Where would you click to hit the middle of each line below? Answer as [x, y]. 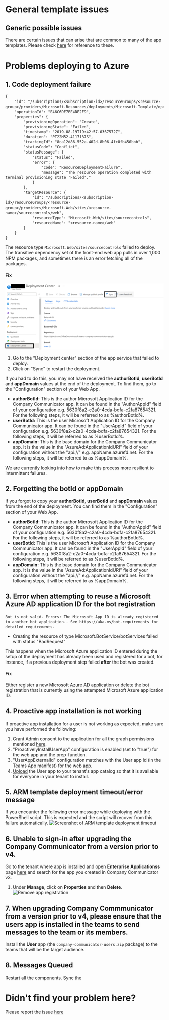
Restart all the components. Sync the [44, 978]
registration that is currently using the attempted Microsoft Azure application [84, 690]
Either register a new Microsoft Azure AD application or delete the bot [77, 685]
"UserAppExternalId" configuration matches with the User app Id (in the [87, 760]
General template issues [57, 9]
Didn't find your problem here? [71, 998]
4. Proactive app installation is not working [73, 711]
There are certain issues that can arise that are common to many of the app [83, 40]
